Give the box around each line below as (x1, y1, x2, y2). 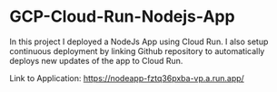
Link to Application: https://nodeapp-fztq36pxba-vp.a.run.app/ (9, 72, 245, 83)
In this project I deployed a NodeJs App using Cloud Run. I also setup (9, 36, 269, 47)
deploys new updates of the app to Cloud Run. (9, 55, 183, 66)
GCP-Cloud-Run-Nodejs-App (9, 6, 235, 27)
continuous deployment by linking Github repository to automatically (9, 45, 265, 56)
